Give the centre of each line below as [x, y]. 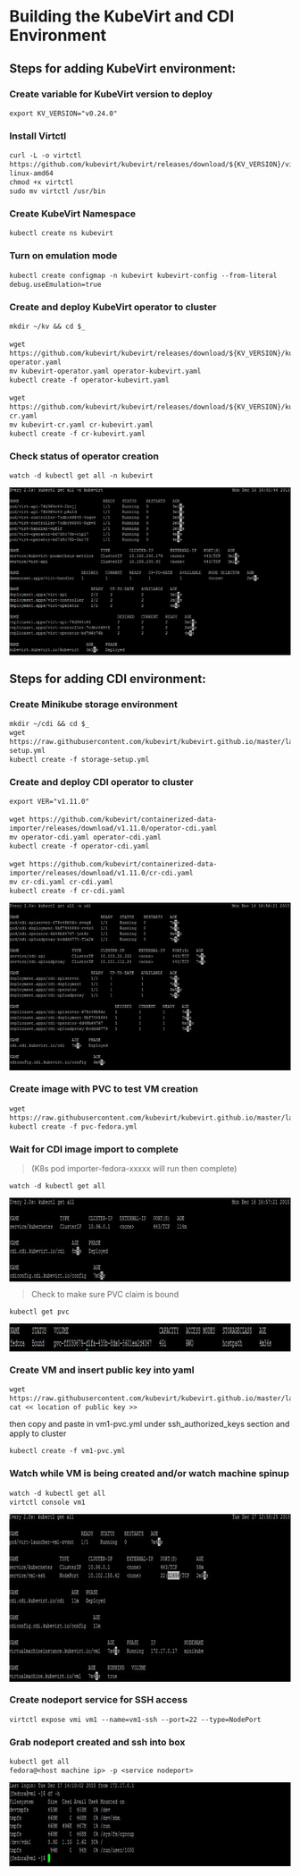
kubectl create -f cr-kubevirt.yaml [77, 434]
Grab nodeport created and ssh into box [97, 1742]
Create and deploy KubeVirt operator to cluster [113, 307]
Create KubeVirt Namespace [73, 214]
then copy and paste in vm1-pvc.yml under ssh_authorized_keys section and [150, 1424]
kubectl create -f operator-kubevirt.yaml [89, 380]
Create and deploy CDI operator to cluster [101, 782]
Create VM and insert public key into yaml [102, 1370]
